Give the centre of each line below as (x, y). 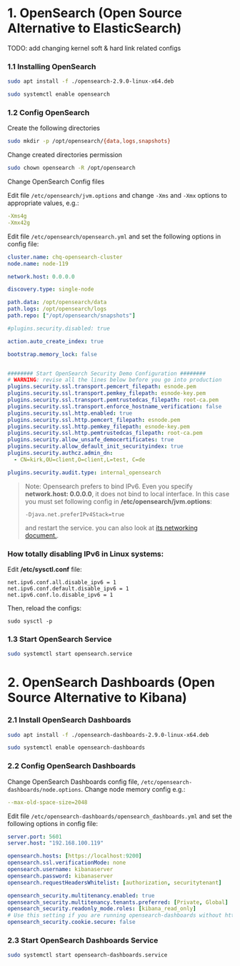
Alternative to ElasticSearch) (95, 28)
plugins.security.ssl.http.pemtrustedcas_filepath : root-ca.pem (105, 433)
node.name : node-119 (38, 263)
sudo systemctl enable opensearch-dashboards (76, 748)
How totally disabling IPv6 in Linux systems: (86, 553)
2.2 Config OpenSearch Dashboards (71, 766)
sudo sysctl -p (30, 621)
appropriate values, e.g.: (43, 203)
